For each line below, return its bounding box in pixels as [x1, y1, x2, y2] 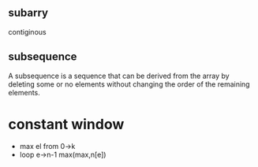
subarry [8, 6, 49, 20]
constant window [8, 115, 125, 133]
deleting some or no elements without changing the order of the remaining [8, 79, 250, 89]
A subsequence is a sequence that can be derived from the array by [8, 71, 230, 80]
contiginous [8, 27, 47, 36]
